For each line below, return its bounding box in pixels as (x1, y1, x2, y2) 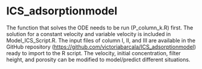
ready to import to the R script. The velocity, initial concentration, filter (6, 49, 181, 56)
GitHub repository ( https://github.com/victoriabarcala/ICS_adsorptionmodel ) (6, 43, 197, 50)
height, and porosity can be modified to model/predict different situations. (6, 56, 191, 63)
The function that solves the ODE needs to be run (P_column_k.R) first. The (6, 24, 194, 31)
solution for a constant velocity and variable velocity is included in (6, 30, 171, 37)
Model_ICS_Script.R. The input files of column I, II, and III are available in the (6, 37, 195, 44)
